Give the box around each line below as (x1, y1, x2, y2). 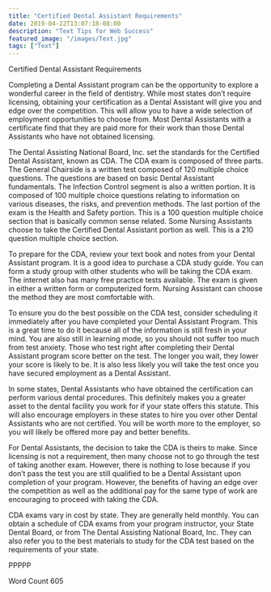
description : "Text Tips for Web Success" (8, 27, 154, 35)
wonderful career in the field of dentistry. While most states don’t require (8, 88, 252, 98)
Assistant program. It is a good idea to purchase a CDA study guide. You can (8, 258, 264, 268)
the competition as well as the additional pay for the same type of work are (8, 486, 258, 495)
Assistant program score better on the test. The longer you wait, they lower (8, 351, 259, 361)
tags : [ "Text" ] (8, 42, 60, 50)
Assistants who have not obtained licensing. (8, 131, 155, 142)
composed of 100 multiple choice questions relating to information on (8, 191, 240, 200)
